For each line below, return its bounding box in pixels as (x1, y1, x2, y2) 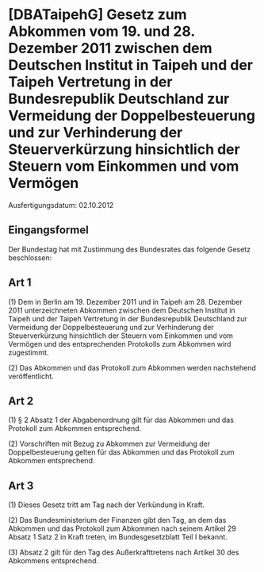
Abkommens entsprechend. (8, 556, 99, 566)
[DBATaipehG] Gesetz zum (8, 6, 188, 24)
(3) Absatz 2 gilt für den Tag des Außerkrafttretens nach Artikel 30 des (8, 547, 239, 557)
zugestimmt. (8, 347, 49, 357)
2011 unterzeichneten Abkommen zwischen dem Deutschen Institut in (8, 305, 235, 315)
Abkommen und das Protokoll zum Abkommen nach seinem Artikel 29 (8, 524, 236, 533)
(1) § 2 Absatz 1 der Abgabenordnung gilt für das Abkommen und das (8, 415, 234, 425)
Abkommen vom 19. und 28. (8, 22, 196, 40)
